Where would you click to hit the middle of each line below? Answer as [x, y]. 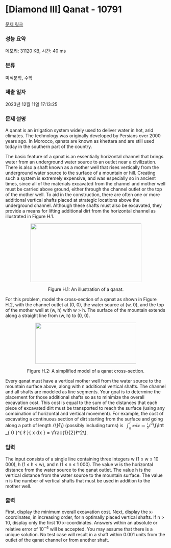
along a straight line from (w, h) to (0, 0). [48, 315]
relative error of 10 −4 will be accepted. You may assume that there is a [79, 529]
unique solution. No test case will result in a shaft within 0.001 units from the [85, 534]
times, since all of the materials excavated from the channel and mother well [86, 184]
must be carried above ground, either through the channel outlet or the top [84, 189]
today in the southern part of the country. [49, 146]
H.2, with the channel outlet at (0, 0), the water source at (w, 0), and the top [85, 305]
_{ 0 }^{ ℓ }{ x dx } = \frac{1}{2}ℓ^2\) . [47, 433]
